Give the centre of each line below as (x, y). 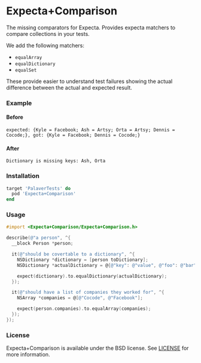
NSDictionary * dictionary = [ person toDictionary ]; (83, 260)
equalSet (26, 70)
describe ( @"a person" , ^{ (38, 238)
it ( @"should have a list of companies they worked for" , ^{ (88, 293)
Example (19, 103)
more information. (28, 355)
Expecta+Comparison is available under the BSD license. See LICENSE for (98, 348)
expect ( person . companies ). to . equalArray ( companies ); (84, 309)
